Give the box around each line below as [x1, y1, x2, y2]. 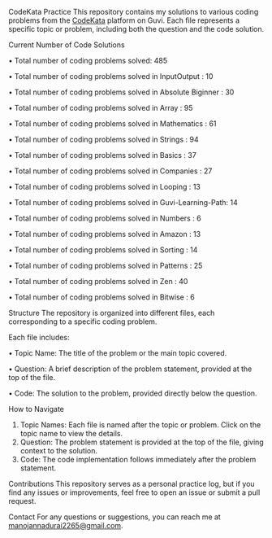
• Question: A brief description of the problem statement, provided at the [8, 364, 253, 374]
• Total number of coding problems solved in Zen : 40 [8, 277, 188, 286]
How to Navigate [8, 405, 65, 413]
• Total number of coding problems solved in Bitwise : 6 [8, 292, 195, 302]
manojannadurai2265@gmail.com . [8, 521, 123, 530]
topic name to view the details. [19, 429, 123, 438]
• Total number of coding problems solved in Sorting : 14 [8, 245, 198, 255]
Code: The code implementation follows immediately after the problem [19, 455, 257, 464]
